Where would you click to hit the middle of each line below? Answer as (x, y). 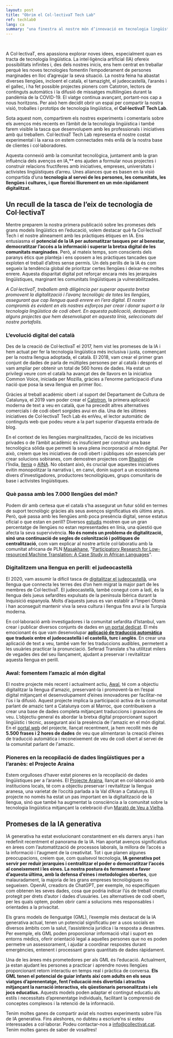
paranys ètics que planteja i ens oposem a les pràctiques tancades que (81, 257)
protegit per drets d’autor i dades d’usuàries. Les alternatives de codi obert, (86, 896)
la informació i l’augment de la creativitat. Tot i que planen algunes (76, 853)
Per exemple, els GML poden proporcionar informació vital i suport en (80, 934)
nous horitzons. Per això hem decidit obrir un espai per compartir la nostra (84, 103)
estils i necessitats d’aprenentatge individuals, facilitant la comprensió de (83, 998)
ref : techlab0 (21, 20)
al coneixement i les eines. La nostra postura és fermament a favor (78, 869)
